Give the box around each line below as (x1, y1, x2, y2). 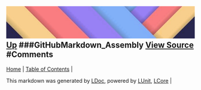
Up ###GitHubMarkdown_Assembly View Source (6, 40, 194, 50)
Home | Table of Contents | (6, 65, 73, 73)
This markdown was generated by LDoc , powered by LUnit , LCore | (6, 77, 172, 84)
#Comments (6, 49, 54, 60)
